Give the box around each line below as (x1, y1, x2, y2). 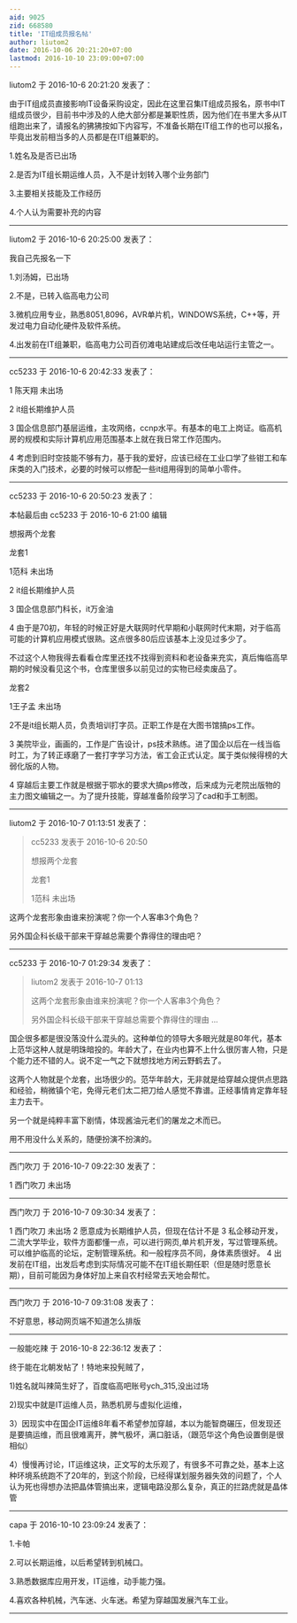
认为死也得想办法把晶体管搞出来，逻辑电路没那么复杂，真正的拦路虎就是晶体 (9, 1481, 288, 1492)
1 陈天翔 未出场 (9, 385, 64, 395)
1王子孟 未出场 (9, 701, 62, 711)
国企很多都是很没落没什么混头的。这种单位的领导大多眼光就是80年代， (9, 1033, 267, 1043)
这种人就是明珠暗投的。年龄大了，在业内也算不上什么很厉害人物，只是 (32, 1044, 288, 1055)
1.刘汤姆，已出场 (9, 272, 69, 282)
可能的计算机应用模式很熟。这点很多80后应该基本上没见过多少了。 (9, 634, 252, 644)
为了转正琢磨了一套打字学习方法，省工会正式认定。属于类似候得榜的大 (32, 750, 288, 760)
